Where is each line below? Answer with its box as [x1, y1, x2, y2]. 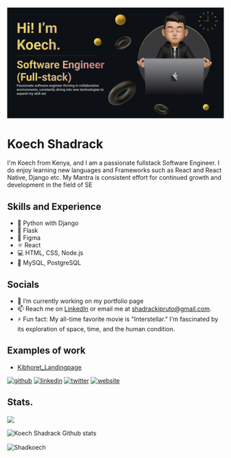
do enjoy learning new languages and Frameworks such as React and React [7, 166, 222, 174]
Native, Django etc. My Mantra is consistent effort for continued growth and [7, 174, 222, 182]
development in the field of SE [7, 180, 93, 189]
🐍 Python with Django [16, 219, 79, 227]
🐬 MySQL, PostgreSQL [16, 259, 81, 267]
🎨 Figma [16, 233, 41, 242]
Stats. [7, 397, 34, 408]
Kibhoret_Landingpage [16, 363, 82, 371]
